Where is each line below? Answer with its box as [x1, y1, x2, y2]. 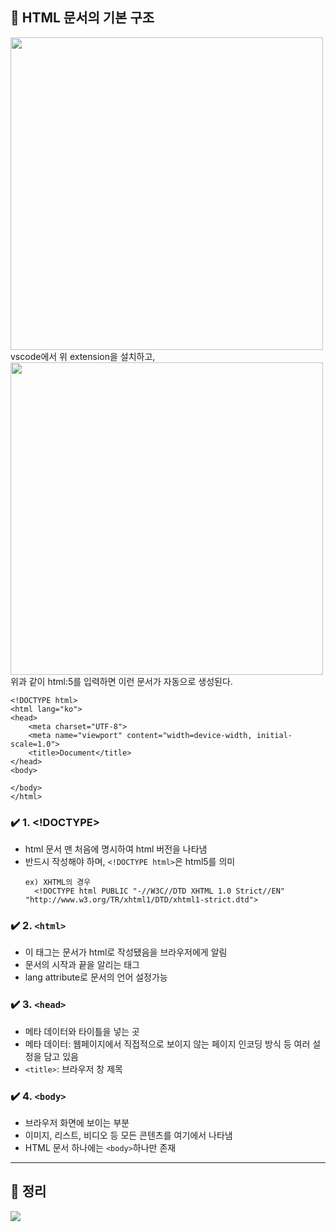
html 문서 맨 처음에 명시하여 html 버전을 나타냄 [24, 843, 208, 855]
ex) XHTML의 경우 [24, 878, 92, 888]
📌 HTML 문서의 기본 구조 [10, 9, 155, 27]
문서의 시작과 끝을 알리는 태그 [24, 959, 140, 971]
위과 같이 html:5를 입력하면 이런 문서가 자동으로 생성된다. [10, 675, 233, 687]
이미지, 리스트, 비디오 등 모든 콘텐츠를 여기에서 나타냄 [24, 1129, 233, 1141]
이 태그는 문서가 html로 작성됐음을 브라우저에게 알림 [24, 946, 228, 958]
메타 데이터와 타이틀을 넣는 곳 [24, 1025, 140, 1037]
